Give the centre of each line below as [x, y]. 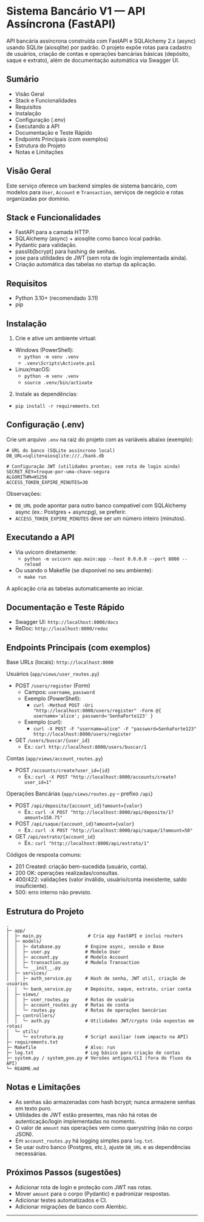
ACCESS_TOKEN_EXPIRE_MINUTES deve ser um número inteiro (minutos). [100, 518]
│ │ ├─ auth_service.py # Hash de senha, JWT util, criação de [96, 979]
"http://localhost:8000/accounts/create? [123, 777]
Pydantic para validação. [46, 245]
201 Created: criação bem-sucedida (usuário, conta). [81, 866]
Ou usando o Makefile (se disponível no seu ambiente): [84, 570]
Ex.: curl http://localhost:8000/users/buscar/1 [85, 747]
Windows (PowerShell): [44, 350]
